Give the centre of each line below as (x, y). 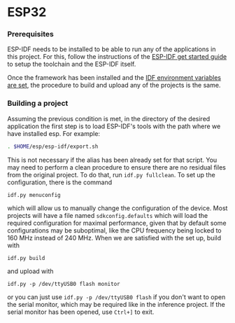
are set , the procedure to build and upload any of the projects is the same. (114, 85)
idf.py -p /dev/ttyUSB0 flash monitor (64, 284)
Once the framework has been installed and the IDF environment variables (114, 78)
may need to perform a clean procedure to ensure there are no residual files (116, 167)
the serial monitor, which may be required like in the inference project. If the (116, 304)
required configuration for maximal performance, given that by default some (117, 223)
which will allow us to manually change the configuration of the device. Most (117, 208)
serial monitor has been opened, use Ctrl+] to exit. (81, 312)
